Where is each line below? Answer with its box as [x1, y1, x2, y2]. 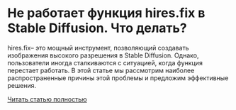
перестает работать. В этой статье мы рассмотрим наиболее [7, 66, 195, 75]
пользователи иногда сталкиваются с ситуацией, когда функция [7, 58, 203, 67]
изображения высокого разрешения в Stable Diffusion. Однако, [7, 51, 199, 60]
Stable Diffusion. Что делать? [7, 20, 187, 36]
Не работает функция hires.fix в [7, 5, 206, 21]
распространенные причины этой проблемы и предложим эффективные [7, 73, 229, 82]
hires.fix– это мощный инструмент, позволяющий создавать [7, 43, 189, 52]
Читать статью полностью [7, 94, 87, 104]
